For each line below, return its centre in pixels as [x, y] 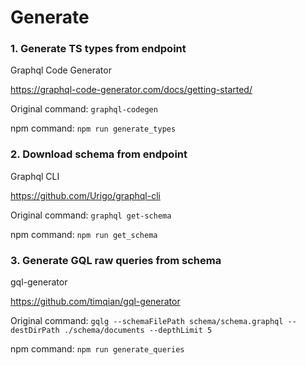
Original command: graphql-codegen [84, 109]
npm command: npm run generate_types [93, 128]
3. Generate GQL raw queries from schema [116, 260]
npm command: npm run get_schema [84, 234]
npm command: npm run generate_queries [97, 349]
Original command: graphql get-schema [91, 215]
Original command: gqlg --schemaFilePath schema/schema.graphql [147, 321]
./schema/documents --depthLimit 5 [138, 331]
